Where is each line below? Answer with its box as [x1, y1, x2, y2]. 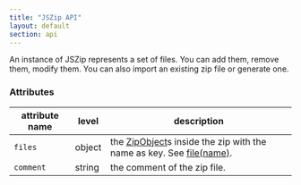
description [173, 114, 224, 127]
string [74, 161, 100, 173]
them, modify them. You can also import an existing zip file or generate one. [9, 63, 289, 74]
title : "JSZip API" [9, 13, 82, 22]
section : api [9, 29, 58, 38]
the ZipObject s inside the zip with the [110, 135, 267, 147]
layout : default [9, 21, 70, 30]
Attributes [9, 86, 55, 98]
